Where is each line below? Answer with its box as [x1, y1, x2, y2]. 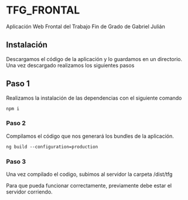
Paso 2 [6, 119, 26, 127]
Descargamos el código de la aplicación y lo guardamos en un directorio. [6, 55, 183, 62]
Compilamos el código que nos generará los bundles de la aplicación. [6, 133, 175, 140]
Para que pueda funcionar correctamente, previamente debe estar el [6, 182, 172, 189]
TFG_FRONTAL [6, 4, 80, 17]
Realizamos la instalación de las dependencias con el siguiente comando [6, 94, 182, 101]
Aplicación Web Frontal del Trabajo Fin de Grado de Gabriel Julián [6, 23, 165, 30]
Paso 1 [6, 79, 30, 89]
